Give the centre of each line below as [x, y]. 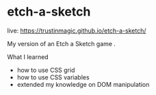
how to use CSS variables [53, 77]
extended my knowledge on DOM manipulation [83, 84]
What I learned [28, 57]
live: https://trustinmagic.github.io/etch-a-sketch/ [77, 31]
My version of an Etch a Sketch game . [62, 43]
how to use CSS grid [46, 70]
